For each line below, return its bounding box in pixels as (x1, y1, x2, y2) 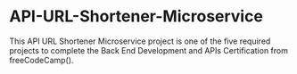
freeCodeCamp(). (9, 54, 74, 65)
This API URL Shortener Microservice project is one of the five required (9, 36, 271, 46)
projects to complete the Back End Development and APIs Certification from (9, 45, 288, 55)
